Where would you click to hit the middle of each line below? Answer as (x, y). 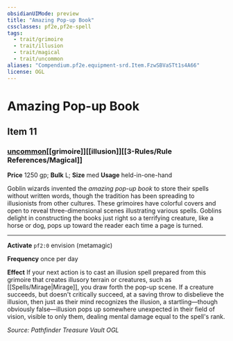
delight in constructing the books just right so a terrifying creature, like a (110, 218)
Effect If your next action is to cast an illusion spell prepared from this (107, 272)
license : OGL (26, 72)
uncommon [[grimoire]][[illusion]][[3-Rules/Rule (89, 151)
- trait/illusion (38, 46)
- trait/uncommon (38, 59)
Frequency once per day (43, 259)
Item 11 (22, 132)
